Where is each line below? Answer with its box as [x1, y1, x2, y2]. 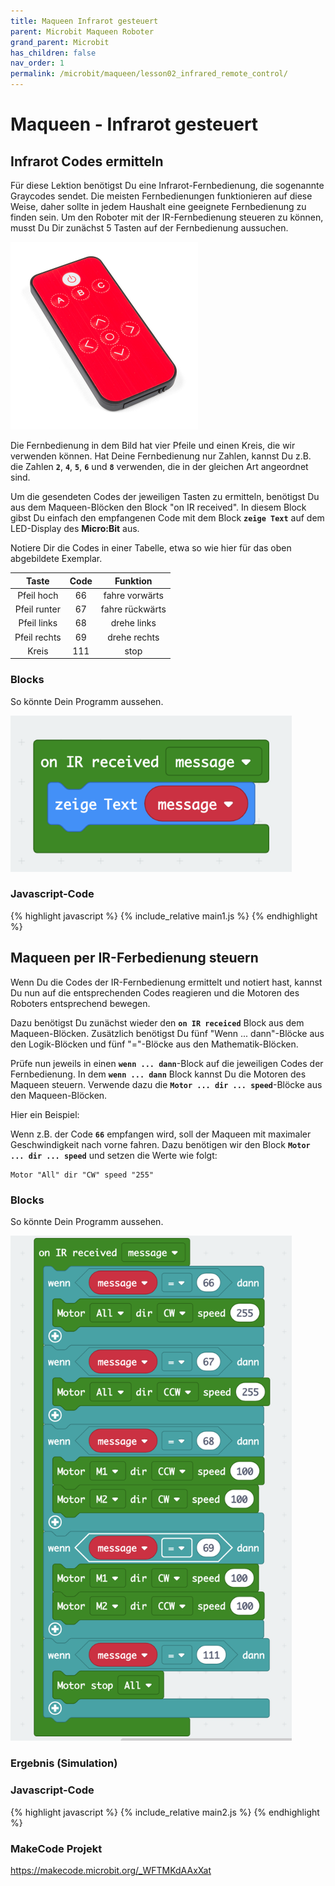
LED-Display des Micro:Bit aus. [10, 523, 140, 534]
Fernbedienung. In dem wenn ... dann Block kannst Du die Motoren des [10, 1068, 307, 1080]
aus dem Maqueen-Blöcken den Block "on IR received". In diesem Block [10, 501, 307, 513]
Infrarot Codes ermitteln [10, 153, 164, 170]
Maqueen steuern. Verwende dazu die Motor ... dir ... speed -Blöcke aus [10, 1078, 323, 1090]
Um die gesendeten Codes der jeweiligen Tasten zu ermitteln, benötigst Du [10, 491, 320, 502]
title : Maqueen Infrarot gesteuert [10, 16, 159, 26]
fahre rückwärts [100, 603, 167, 615]
